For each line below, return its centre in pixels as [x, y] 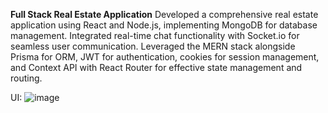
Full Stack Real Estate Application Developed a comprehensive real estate [164, 14]
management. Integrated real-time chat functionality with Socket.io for [155, 35]
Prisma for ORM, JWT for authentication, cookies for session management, [165, 57]
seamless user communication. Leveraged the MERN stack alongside [153, 46]
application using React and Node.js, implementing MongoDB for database [164, 25]
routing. [26, 78]
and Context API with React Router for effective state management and [156, 67]
